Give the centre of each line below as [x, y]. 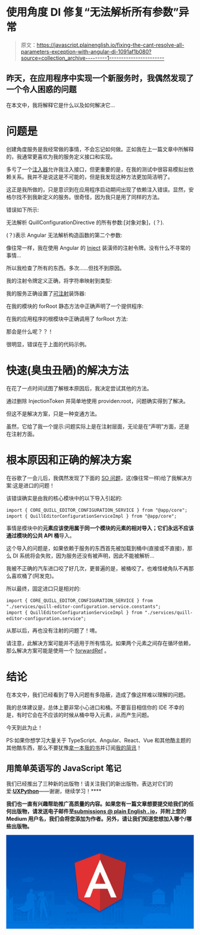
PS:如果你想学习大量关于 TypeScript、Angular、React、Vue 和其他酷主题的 [99, 740]
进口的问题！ [39, 485]
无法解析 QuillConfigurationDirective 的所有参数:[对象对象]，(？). [85, 222]
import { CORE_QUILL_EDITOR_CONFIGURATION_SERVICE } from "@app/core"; [97, 510]
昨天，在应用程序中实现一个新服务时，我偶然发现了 [100, 78]
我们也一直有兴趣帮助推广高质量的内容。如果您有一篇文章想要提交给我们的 [97, 804]
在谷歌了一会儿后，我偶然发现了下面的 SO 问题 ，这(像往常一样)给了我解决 [97, 478]
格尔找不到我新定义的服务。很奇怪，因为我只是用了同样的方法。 [84, 197]
